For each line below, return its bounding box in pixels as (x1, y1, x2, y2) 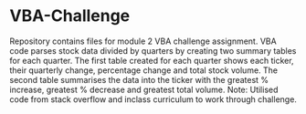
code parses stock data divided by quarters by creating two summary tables (9, 45, 297, 56)
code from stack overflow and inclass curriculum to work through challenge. (9, 93, 297, 105)
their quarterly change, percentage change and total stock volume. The (9, 65, 279, 76)
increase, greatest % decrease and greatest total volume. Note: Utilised (9, 84, 279, 95)
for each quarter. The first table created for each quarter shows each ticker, (9, 55, 294, 66)
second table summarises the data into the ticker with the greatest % (9, 74, 269, 85)
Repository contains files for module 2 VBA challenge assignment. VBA (9, 36, 277, 47)
